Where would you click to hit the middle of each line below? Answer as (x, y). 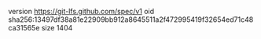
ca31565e (24, 28)
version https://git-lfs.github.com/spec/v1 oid (81, 11)
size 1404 (57, 28)
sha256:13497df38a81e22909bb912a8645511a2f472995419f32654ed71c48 (131, 19)
